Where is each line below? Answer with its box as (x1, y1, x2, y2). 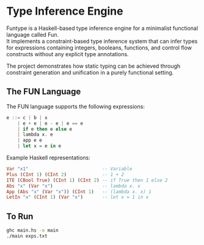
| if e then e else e (17, 126, 72, 132)
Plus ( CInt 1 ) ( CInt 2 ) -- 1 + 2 (6, 171, 124, 178)
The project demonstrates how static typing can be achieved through (6, 62, 181, 70)
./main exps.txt (6, 233, 48, 239)
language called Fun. (6, 31, 59, 38)
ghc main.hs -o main (6, 227, 59, 233)
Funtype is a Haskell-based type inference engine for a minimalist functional (6, 24, 199, 32)
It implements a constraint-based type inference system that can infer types (6, 37, 198, 45)
